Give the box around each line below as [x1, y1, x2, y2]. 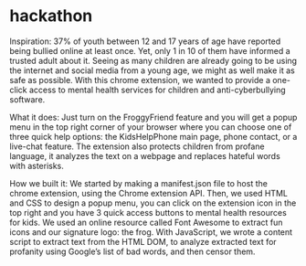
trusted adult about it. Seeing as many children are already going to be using [9, 55, 298, 66]
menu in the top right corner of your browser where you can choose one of [9, 121, 292, 133]
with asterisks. [9, 160, 64, 171]
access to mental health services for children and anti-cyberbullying [28, 84, 286, 95]
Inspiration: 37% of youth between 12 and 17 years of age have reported [9, 36, 281, 47]
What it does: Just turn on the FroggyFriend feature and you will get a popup [9, 112, 298, 122]
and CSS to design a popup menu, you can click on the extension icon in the [9, 197, 297, 208]
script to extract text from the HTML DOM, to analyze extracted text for [9, 236, 277, 247]
